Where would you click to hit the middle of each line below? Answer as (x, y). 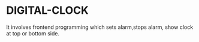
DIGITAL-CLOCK (47, 10)
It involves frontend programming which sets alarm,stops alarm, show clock (100, 27)
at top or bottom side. (33, 33)
